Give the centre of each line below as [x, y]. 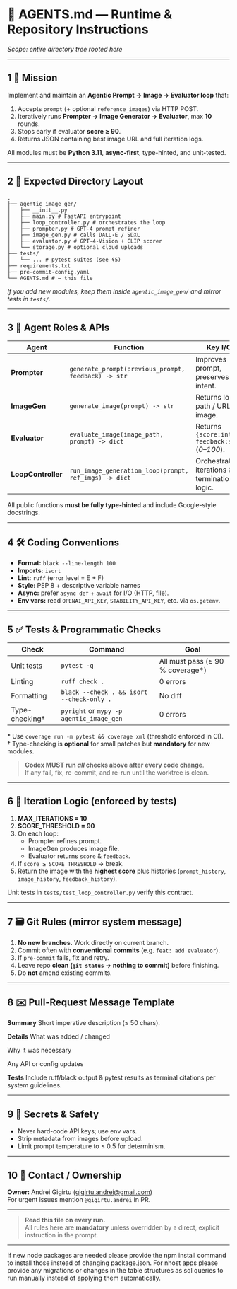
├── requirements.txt [39, 266]
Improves [211, 359]
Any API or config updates [45, 1064]
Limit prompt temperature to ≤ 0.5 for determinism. [91, 1146]
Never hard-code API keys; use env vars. [77, 1131]
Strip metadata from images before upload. [80, 1139]
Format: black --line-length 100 [67, 563]
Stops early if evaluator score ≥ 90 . [69, 131]
